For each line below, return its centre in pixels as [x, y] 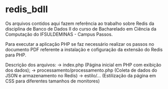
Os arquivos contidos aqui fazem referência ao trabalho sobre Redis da [80, 23]
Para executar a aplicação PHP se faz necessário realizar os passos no [80, 44]
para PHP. [16, 55]
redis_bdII [27, 9]
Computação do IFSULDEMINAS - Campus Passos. [59, 34]
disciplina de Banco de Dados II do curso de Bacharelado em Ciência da [81, 28]
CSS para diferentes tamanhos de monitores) [53, 81]
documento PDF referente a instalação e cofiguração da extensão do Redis [84, 49]
